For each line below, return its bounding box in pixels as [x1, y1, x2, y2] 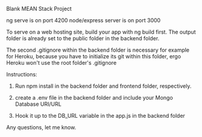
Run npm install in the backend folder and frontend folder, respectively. [14, 82, 192, 90]
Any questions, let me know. [6, 124, 77, 131]
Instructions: [6, 71, 37, 78]
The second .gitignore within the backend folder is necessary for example [6, 46, 190, 53]
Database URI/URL [14, 100, 62, 108]
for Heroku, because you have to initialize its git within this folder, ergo [6, 53, 181, 59]
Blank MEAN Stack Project [6, 5, 72, 12]
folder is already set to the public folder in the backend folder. [6, 35, 160, 41]
